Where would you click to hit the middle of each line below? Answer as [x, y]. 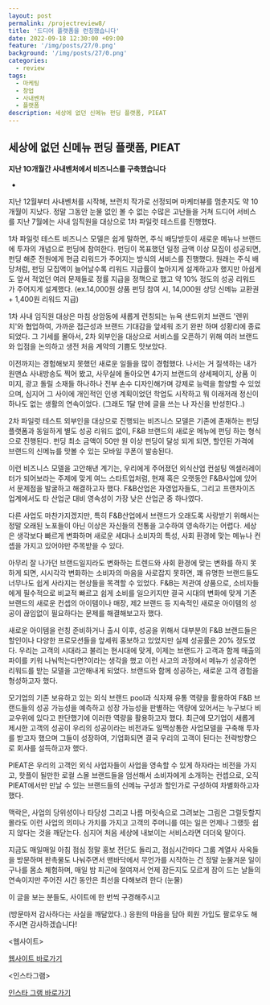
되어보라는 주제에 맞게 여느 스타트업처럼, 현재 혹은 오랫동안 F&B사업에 [133, 478]
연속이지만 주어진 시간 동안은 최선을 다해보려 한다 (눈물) [96, 879]
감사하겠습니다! [53, 924]
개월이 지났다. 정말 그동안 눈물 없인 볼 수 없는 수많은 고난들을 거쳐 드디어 [122, 211]
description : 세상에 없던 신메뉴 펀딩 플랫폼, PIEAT [88, 114]
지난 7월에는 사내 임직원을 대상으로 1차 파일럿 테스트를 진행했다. [117, 221]
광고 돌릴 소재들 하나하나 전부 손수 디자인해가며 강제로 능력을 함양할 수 [136, 383]
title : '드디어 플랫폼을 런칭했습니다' [64, 31]
